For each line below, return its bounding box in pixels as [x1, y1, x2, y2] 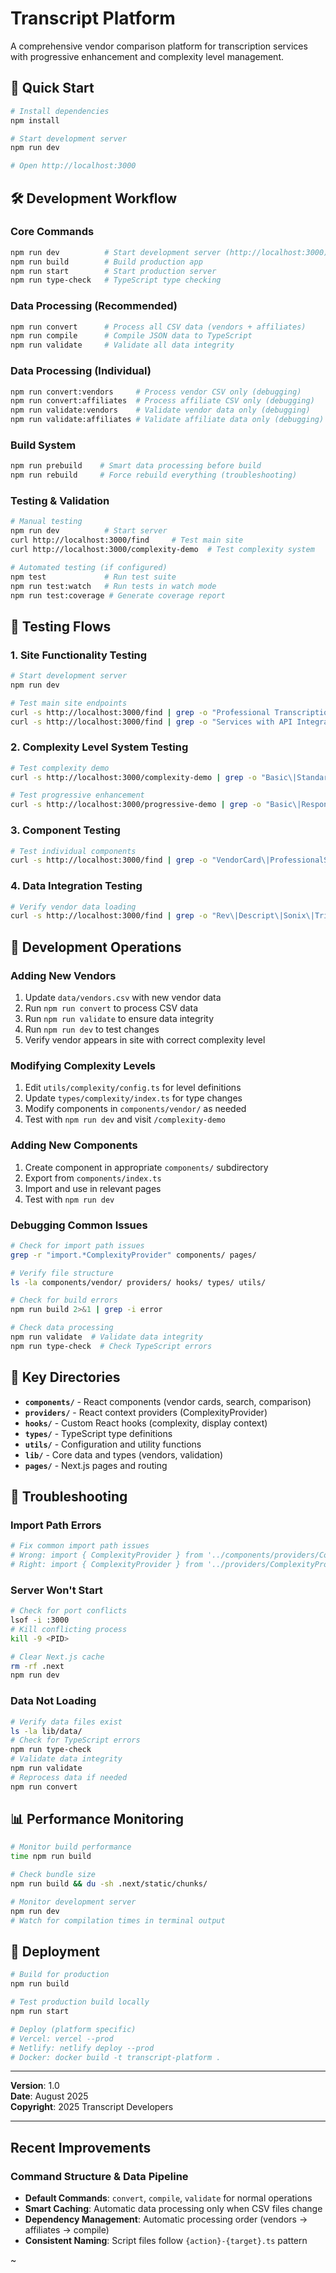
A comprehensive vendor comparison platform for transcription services [10, 40, 308, 52]
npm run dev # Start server [10, 526, 168, 536]
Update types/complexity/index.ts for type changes [24, 1092, 243, 1104]
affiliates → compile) [24, 2224, 110, 2236]
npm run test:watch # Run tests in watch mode [10, 581, 217, 591]
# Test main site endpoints [10, 698, 128, 708]
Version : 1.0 [10, 2080, 60, 2092]
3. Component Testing [10, 823, 121, 837]
